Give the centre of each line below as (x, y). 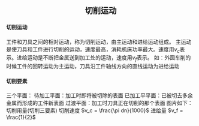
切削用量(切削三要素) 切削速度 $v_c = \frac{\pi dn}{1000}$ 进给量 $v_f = (95, 110)
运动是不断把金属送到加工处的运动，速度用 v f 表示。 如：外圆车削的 (109, 58)
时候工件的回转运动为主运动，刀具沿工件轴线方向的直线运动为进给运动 (93, 66)
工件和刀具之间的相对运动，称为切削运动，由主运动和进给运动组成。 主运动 (99, 41)
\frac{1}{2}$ (21, 117)
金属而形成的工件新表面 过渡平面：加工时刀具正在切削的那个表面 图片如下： (99, 103)
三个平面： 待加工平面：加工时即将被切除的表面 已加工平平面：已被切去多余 (99, 95)
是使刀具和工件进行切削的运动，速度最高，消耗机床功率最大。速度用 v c (93, 50)
